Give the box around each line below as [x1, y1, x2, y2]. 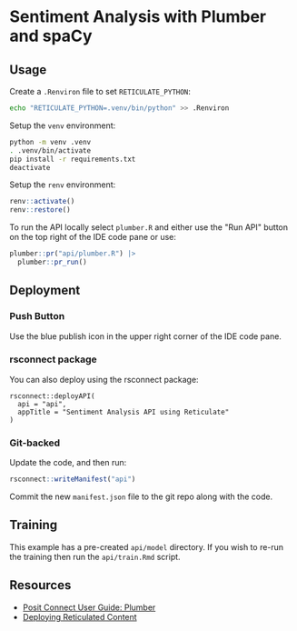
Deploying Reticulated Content [22, 611, 138, 622]
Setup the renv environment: [9, 179, 116, 190]
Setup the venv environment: [9, 120, 116, 131]
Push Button [9, 310, 65, 323]
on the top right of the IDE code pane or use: [9, 232, 177, 243]
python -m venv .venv [9, 137, 92, 146]
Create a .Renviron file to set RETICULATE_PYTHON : [9, 86, 191, 96]
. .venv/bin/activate [9, 145, 92, 155]
